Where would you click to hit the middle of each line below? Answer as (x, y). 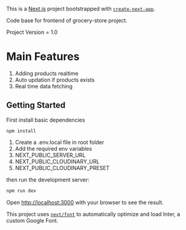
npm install (21, 131)
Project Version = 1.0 (32, 32)
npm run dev (21, 191)
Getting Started (36, 105)
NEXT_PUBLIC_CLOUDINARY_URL (57, 161)
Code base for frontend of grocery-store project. (67, 20)
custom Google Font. (32, 220)
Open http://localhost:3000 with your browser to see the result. (85, 202)
